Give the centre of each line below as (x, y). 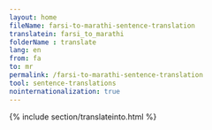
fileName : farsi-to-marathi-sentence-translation (102, 26)
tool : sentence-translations (63, 83)
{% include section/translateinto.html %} (83, 117)
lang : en (25, 50)
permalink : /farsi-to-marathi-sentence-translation (106, 75)
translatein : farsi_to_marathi (67, 34)
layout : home (33, 17)
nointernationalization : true (65, 91)
